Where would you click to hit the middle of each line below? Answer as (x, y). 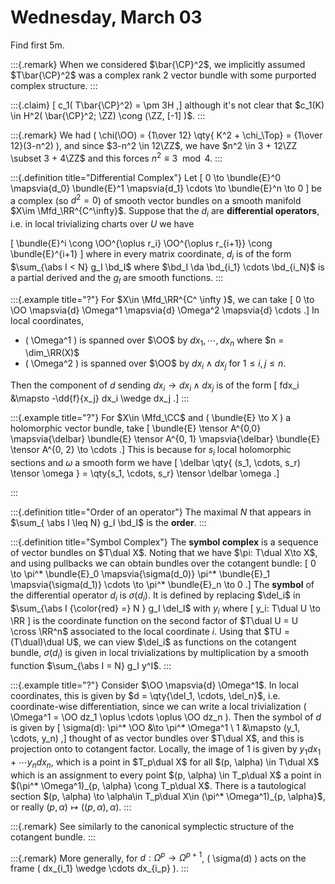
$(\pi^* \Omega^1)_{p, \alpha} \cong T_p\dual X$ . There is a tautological (158, 785)
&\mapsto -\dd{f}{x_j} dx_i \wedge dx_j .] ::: (100, 398)
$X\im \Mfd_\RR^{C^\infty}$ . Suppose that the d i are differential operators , (165, 212)
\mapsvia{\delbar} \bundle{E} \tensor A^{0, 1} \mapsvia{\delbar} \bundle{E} (165, 439)
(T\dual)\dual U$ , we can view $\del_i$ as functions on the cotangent (153, 642)
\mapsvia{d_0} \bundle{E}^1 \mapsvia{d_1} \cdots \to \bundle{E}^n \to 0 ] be (166, 188)
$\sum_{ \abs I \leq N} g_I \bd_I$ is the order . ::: (108, 522)
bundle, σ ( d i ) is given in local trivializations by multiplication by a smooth (160, 654)
